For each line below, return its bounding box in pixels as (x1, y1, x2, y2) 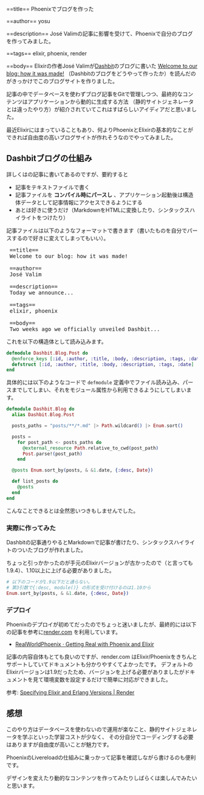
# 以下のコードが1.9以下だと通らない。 (6, 578, 93, 585)
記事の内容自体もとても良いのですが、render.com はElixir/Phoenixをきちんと (6, 653, 197, 660)
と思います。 (6, 782, 38, 789)
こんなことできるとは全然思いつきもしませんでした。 (6, 507, 139, 514)
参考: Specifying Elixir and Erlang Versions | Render (6, 689, 135, 696)
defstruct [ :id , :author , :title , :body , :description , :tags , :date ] (12, 361, 194, 367)
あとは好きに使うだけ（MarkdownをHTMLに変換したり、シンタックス (15, 206, 190, 214)
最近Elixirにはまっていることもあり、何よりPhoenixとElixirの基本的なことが (6, 127, 193, 133)
